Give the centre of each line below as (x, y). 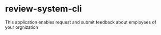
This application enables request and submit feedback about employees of (81, 22)
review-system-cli (43, 9)
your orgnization (22, 27)
